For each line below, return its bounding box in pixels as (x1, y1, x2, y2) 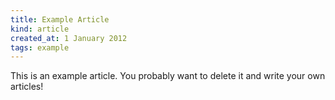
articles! (10, 81, 44, 93)
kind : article (10, 24, 70, 34)
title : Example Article (10, 14, 110, 25)
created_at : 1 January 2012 (10, 33, 128, 43)
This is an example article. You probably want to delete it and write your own (10, 70, 326, 82)
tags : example (10, 42, 70, 53)
